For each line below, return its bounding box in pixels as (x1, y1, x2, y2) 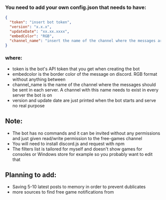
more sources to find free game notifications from (12, 189, 114, 195)
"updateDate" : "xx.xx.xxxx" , (9, 29, 70, 34)
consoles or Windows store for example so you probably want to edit (12, 151, 153, 157)
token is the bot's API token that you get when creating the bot (12, 66, 140, 72)
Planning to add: (5, 170, 57, 179)
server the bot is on (12, 92, 52, 98)
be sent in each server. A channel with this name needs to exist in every (12, 87, 159, 93)
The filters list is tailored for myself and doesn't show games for (12, 146, 142, 152)
